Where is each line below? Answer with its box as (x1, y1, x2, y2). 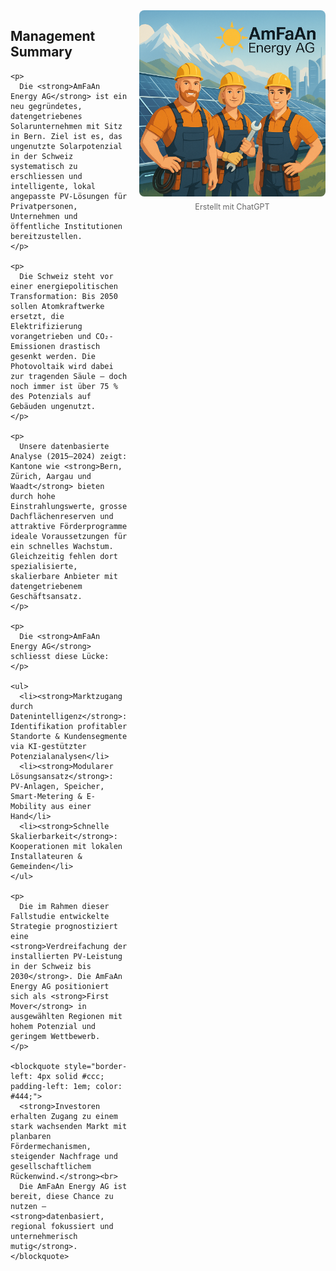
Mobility (10, 801, 47, 811)
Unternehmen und (10, 211, 78, 221)
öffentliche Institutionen (10, 221, 123, 231)
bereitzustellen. (10, 231, 83, 241)
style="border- (63, 1061, 128, 1071)
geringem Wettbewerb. (10, 1031, 101, 1041)
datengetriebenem (10, 581, 83, 591)
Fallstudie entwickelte (10, 911, 110, 921)
